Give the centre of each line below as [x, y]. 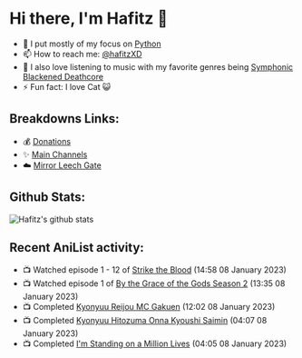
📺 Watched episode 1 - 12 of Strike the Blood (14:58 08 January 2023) [155, 270]
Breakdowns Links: [64, 119]
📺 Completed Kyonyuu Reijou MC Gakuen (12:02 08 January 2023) [149, 307]
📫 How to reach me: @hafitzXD [82, 54]
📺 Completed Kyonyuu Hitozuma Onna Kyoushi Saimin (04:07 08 [145, 321]
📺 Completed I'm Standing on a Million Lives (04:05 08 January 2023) [155, 343]
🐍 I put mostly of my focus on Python [92, 44]
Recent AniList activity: [77, 248]
